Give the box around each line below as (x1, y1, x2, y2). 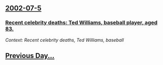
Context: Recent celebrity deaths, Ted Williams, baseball (5, 37, 124, 43)
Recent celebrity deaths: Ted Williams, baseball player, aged (5, 19, 158, 26)
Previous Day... (5, 51, 55, 60)
